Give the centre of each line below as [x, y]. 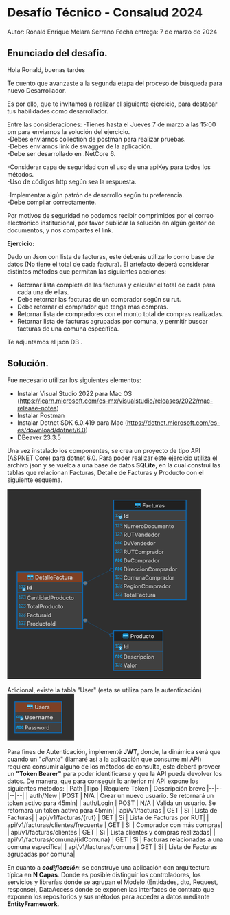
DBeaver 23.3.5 [39, 437]
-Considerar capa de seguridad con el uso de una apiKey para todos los [109, 167]
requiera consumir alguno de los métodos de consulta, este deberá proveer [114, 766]
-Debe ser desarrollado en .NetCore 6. [61, 153]
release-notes [37, 408]
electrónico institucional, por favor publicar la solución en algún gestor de [111, 223]
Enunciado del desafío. [57, 53]
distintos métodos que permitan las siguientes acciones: [87, 271]
